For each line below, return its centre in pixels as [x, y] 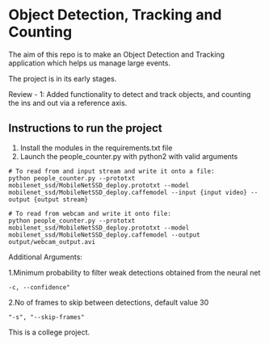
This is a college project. [49, 332]
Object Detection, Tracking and [115, 15]
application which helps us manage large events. [90, 63]
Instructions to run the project [86, 128]
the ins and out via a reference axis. [68, 103]
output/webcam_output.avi [52, 242]
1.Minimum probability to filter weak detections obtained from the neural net [134, 272]
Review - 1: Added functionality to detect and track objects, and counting [130, 94]
